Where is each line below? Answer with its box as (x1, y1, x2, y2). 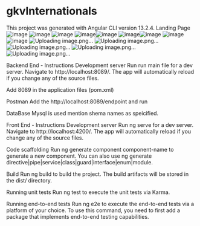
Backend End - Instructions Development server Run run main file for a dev (6, 62, 193, 69)
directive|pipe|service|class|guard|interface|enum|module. (6, 158, 153, 166)
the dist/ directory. (6, 176, 53, 184)
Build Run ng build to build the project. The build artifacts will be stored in (6, 170, 189, 178)
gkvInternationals (6, 4, 98, 18)
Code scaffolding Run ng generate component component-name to (6, 146, 174, 153)
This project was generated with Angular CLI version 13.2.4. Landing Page (6, 24, 190, 31)
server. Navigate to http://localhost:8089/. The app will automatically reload (6, 68, 195, 75)
